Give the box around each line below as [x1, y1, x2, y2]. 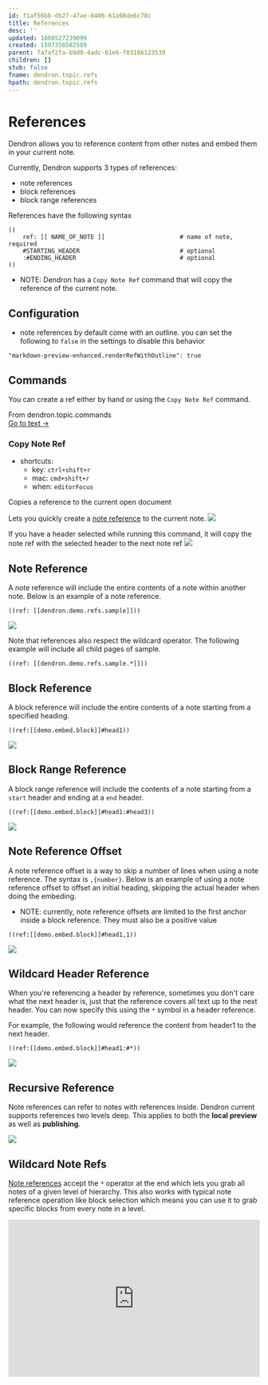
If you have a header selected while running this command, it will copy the [8, 529, 253, 539]
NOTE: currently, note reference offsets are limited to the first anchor [19, 907, 246, 916]
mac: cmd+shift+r [31, 474, 90, 483]
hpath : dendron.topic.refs [8, 78, 98, 86]
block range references [19, 195, 97, 205]
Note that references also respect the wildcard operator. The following [8, 635, 239, 646]
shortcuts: [19, 456, 53, 466]
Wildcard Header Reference [8, 967, 150, 981]
